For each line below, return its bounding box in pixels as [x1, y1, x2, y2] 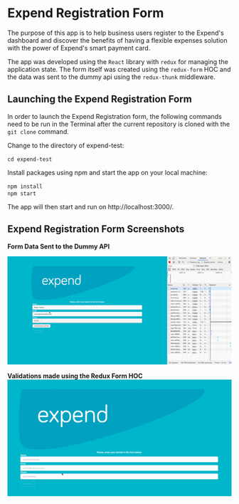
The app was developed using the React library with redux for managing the [7, 57, 229, 65]
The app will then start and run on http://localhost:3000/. [7, 202, 174, 211]
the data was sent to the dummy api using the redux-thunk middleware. [7, 73, 216, 81]
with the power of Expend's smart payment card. [7, 43, 151, 52]
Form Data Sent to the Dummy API [7, 242, 110, 251]
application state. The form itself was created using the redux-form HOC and [7, 65, 231, 73]
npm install [7, 183, 43, 190]
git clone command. [7, 127, 70, 136]
